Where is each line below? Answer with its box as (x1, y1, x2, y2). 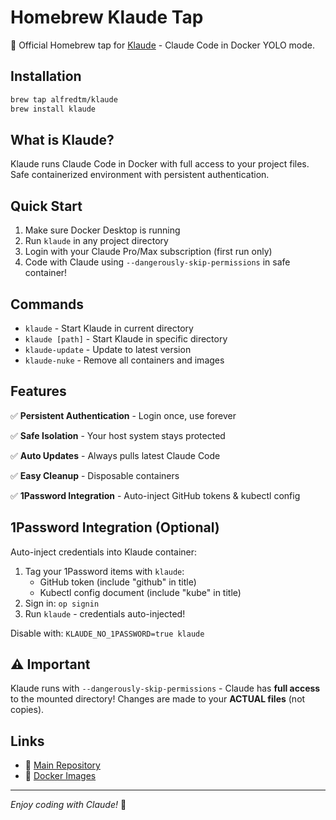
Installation (10, 68, 82, 85)
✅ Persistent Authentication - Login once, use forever (10, 409, 237, 421)
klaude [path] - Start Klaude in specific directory (24, 332, 228, 345)
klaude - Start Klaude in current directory (24, 322, 194, 334)
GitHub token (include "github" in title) (39, 576, 197, 588)
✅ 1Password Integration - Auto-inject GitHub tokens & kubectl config (10, 489, 301, 501)
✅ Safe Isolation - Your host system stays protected (10, 429, 226, 441)
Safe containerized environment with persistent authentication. (10, 169, 270, 181)
